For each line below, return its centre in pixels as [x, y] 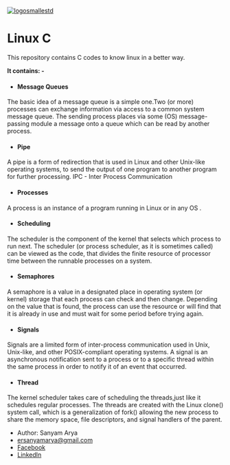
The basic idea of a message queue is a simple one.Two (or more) [101, 102]
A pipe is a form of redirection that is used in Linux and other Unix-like [106, 162]
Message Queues [43, 87]
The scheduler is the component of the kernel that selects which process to [114, 239]
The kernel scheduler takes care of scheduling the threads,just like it [104, 398]
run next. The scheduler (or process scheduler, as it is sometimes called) [110, 246]
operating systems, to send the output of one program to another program [112, 169]
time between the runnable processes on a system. [80, 261]
